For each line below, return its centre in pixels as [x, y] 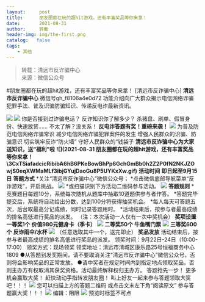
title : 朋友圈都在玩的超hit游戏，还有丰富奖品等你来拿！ [77, 18]
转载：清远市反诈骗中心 [51, 70]
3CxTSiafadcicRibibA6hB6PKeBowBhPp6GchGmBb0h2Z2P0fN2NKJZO [102, 164]
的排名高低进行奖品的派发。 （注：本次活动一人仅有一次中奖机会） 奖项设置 [101, 217]
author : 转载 [27, 29]
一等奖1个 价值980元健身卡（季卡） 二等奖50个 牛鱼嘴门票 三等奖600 [102, 224]
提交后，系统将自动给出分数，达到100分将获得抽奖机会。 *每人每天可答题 [99, 201]
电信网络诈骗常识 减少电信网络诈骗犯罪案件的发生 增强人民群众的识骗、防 [104, 134]
